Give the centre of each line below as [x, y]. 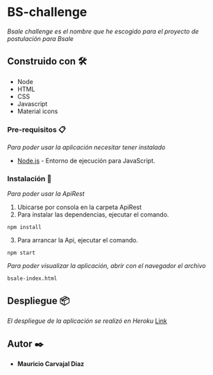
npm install [24, 227]
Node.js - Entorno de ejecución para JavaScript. [86, 161]
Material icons [37, 111]
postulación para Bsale [41, 38]
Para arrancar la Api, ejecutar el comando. [78, 240]
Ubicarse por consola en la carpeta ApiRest [79, 207]
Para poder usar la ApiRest [46, 194]
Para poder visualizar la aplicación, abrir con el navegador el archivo [106, 266]
